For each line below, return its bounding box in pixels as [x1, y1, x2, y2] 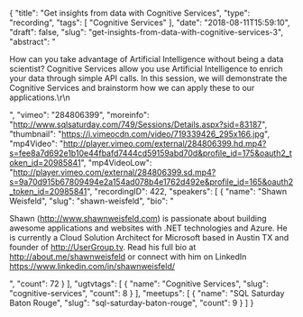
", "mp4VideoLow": [80, 158, 152, 168]
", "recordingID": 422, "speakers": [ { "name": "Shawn [87, 186, 288, 196]
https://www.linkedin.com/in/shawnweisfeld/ [9, 261, 176, 271]
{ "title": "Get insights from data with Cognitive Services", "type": [9, 8, 251, 18]
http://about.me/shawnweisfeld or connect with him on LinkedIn [9, 251, 247, 262]
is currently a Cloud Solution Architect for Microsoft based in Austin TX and [9, 232, 289, 242]
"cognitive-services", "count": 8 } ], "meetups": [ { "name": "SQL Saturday [9, 288, 285, 298]
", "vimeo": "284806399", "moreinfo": [9, 110, 151, 120]
